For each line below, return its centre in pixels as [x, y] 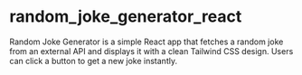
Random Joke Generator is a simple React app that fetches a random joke [146, 42]
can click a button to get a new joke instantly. [94, 61]
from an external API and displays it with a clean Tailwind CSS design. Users [151, 51]
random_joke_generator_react [126, 17]
